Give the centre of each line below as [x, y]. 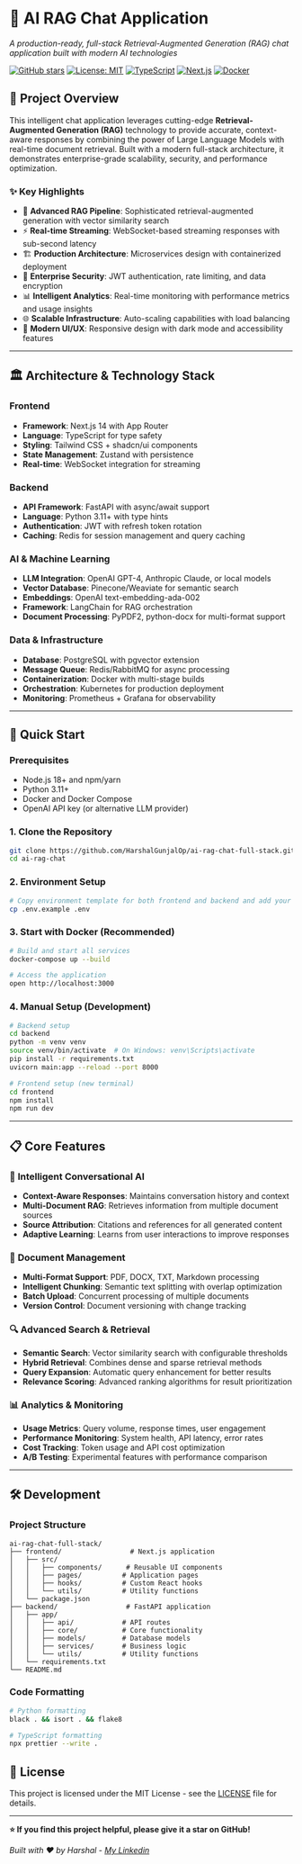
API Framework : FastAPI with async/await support [115, 507]
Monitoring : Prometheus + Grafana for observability [119, 698]
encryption [42, 286]
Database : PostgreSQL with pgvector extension [111, 660]
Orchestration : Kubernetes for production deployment [123, 689]
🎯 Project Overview [64, 99]
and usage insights [57, 309]
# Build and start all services [70, 950]
